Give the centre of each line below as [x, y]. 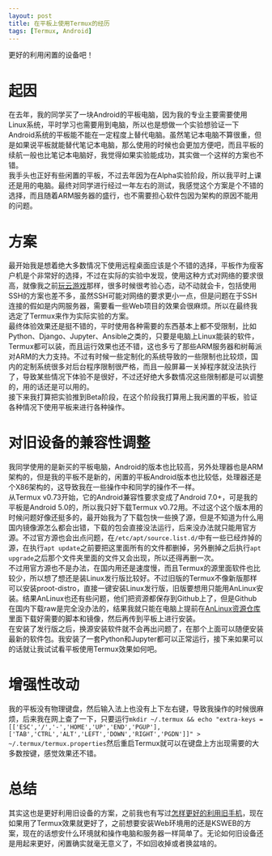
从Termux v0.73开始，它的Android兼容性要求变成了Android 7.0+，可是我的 [133, 497]
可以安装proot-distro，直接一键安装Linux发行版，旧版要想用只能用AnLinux [132, 589]
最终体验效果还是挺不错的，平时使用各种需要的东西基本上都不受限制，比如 [132, 326]
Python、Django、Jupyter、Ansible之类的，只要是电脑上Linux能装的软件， [134, 336]
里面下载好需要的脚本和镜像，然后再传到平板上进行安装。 [104, 619]
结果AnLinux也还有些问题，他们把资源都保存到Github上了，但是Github [140, 598]
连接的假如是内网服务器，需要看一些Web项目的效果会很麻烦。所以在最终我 [133, 306]
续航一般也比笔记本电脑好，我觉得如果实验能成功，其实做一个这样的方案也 [132, 155]
